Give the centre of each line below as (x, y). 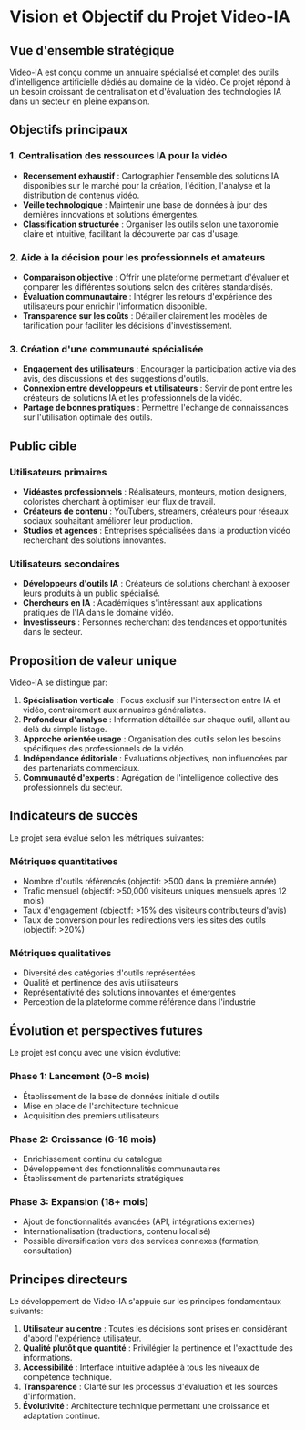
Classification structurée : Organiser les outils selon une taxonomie (151, 224)
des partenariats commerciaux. (81, 768)
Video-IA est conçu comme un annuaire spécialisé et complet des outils (144, 72)
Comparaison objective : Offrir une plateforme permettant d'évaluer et (156, 277)
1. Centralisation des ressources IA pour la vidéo (118, 156)
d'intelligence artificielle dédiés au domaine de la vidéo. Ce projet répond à (150, 82)
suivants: (26, 1311)
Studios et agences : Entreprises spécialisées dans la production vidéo (157, 530)
